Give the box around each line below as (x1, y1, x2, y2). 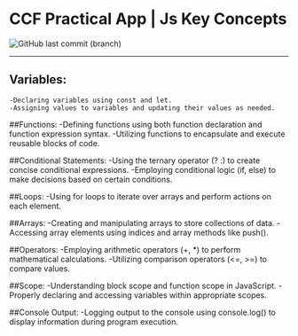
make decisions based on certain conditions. (9, 174, 173, 184)
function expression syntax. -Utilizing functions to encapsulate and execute (9, 129, 286, 139)
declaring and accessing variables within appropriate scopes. (42, 289, 268, 301)
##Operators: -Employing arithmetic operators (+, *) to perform (9, 244, 241, 254)
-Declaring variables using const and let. (9, 96, 173, 105)
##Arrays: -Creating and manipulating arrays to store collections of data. (9, 217, 275, 228)
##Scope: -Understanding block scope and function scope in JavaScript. (9, 280, 277, 291)
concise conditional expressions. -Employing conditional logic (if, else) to (9, 164, 277, 175)
